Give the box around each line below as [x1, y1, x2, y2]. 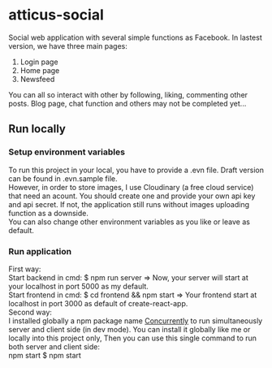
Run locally [8, 122, 67, 136]
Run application [8, 245, 71, 257]
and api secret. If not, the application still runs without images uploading [8, 199, 250, 209]
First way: [8, 264, 41, 274]
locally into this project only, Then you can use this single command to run [8, 333, 257, 343]
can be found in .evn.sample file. [8, 173, 118, 184]
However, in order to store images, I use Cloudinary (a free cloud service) [8, 182, 254, 192]
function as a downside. [8, 208, 89, 218]
